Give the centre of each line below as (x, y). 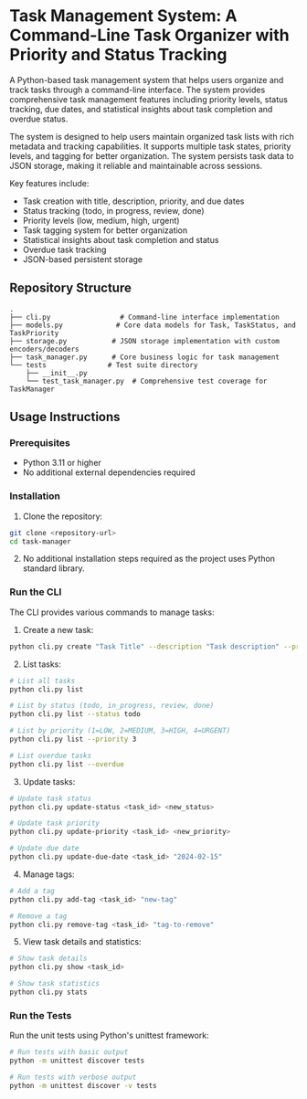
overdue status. (39, 119)
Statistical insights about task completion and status (121, 239)
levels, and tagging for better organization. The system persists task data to (152, 155)
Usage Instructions (65, 417)
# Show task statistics (55, 984)
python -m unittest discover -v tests (83, 1085)
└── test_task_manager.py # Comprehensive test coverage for (147, 381)
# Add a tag (32, 891)
